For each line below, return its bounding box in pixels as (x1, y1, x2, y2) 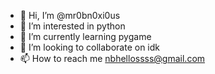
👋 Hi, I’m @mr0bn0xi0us (19, 10, 121, 21)
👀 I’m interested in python (19, 20, 126, 32)
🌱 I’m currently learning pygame (19, 31, 152, 42)
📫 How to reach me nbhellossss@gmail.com (19, 53, 206, 64)
